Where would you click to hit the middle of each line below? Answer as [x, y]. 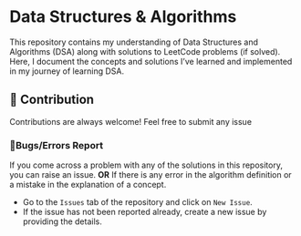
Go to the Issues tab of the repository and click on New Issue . [137, 202]
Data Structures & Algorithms [123, 17]
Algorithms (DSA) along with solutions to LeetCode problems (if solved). [145, 51]
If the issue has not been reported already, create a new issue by [145, 212]
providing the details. [62, 221]
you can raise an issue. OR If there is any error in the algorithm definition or [150, 175]
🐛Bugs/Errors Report [56, 145]
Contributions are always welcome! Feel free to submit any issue [131, 121]
